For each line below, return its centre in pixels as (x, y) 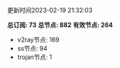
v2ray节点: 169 (38, 40)
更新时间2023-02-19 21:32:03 (50, 10)
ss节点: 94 (32, 48)
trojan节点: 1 (34, 57)
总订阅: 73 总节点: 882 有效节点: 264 (60, 25)
